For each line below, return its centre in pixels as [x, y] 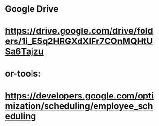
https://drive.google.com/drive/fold [79, 31]
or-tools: [23, 74]
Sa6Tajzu [24, 51]
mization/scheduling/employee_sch [79, 106]
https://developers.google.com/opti [79, 96]
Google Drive [32, 9]
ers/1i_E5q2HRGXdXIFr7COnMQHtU [79, 41]
